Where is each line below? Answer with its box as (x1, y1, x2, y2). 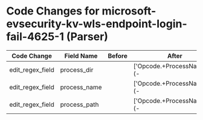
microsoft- (101, 4, 156, 18)
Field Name (64, 51, 98, 60)
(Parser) (66, 30, 109, 43)
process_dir (60, 65, 94, 74)
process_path (60, 100, 99, 109)
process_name (60, 83, 102, 91)
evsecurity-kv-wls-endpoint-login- (6, 17, 187, 31)
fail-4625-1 (6, 30, 65, 43)
